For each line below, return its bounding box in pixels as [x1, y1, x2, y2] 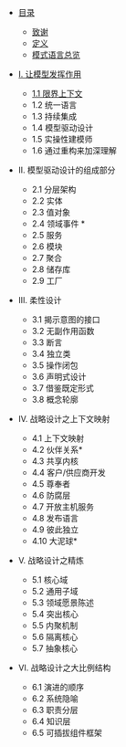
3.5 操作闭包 [31, 360, 79, 371]
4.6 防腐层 [31, 490, 71, 500]
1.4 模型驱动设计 [31, 122, 94, 133]
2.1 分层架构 [31, 184, 77, 195]
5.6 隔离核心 [31, 632, 79, 642]
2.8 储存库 [31, 264, 71, 275]
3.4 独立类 [31, 349, 71, 359]
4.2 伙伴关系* [31, 445, 83, 455]
